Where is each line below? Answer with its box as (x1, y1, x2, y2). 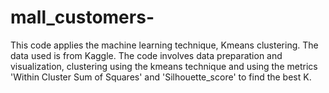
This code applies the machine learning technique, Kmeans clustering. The (10, 39, 319, 51)
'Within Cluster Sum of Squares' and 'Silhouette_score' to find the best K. (10, 71, 312, 83)
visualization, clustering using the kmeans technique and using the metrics (10, 60, 318, 72)
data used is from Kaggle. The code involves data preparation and (10, 49, 283, 61)
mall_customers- (10, 6, 155, 29)
